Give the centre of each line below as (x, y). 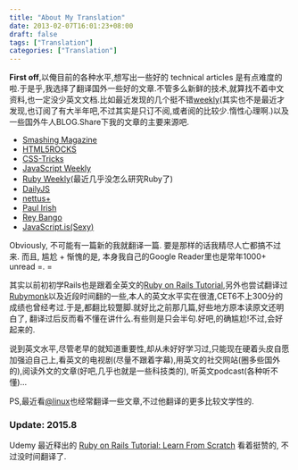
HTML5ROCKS (50, 149)
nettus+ (37, 198)
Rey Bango (42, 218)
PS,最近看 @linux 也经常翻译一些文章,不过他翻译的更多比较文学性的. (132, 401)
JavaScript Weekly (57, 168)
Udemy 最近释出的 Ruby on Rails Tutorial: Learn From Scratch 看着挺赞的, (144, 445)
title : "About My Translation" (67, 17)
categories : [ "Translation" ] (63, 51)
